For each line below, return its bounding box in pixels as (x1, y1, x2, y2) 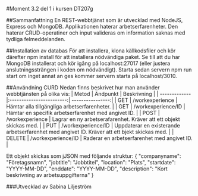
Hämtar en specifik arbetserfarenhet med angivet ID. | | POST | (6, 110, 161, 116)
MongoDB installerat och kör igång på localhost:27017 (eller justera (6, 60, 171, 67)
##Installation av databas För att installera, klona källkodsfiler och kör (6, 47, 176, 54)
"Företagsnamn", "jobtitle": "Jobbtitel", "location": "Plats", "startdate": (6, 159, 176, 166)
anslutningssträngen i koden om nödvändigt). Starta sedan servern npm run (6, 66, 192, 73)
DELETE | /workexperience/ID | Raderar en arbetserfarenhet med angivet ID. (6, 135, 193, 142)
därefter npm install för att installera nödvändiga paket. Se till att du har (6, 54, 180, 60)
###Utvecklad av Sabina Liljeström (6, 183, 92, 190)
